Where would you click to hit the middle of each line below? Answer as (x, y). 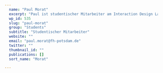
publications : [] (27, 54)
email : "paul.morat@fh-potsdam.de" (45, 41)
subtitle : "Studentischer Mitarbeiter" (49, 32)
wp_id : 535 (20, 18)
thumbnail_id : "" (27, 50)
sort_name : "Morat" (29, 59)
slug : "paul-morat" (29, 23)
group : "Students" (28, 28)
